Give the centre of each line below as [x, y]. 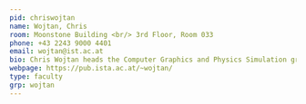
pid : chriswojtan [42, 18]
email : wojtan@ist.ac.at [56, 52]
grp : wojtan [32, 85]
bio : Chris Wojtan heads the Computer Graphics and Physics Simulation [148, 60]
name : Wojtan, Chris [49, 26]
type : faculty [36, 77]
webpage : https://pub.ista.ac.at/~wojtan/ [91, 69]
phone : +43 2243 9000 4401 [61, 43]
